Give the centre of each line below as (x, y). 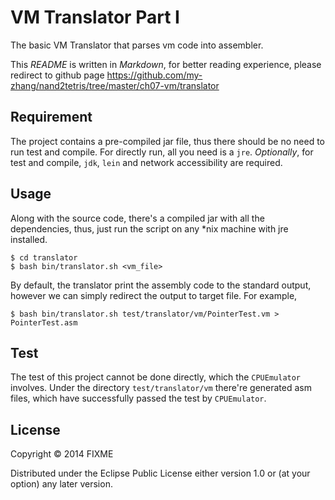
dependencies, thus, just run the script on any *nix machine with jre (149, 228)
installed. (29, 239)
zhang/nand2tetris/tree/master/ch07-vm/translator (115, 85)
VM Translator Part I (95, 17)
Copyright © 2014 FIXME (62, 454)
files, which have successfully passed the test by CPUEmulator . (138, 398)
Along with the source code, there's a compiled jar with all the (137, 218)
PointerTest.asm (44, 322)
